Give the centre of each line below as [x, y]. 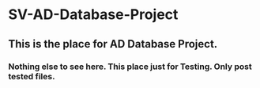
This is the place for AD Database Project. [113, 44]
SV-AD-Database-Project [93, 15]
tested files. [32, 76]
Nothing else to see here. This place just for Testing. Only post [130, 67]
